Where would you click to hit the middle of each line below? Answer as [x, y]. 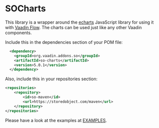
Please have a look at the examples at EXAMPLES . [56, 120]
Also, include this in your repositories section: [51, 79]
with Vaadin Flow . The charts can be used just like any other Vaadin [73, 27]
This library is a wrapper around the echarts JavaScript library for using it [79, 22]
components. [18, 32]
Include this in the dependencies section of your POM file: [64, 42]
